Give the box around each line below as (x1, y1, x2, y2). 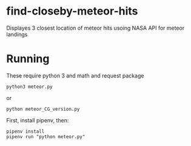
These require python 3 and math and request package (6, 71, 144, 79)
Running (6, 52, 50, 66)
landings (6, 30, 28, 38)
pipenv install (6, 128, 45, 134)
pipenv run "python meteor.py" (6, 133, 85, 140)
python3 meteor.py (6, 84, 53, 90)
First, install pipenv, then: (6, 116, 69, 124)
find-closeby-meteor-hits (6, 4, 138, 18)
